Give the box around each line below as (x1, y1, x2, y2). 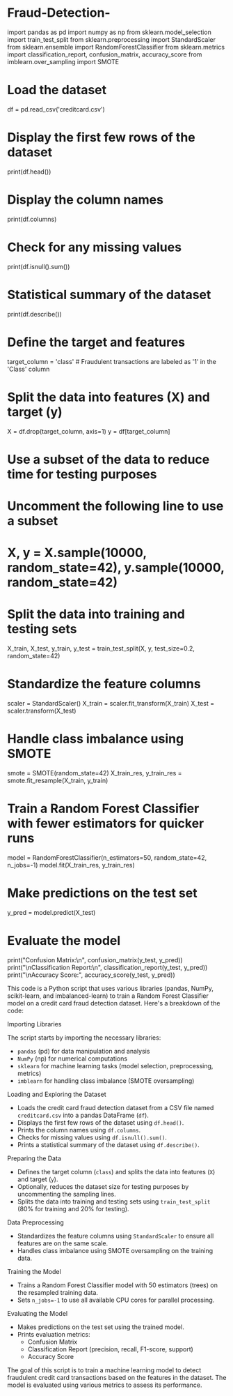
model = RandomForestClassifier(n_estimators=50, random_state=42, (7, 853, 207, 862)
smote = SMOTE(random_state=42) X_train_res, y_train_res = (7, 768, 182, 777)
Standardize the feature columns (7, 676, 201, 692)
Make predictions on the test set (7, 886, 198, 901)
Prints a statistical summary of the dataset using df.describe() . (17, 1140, 200, 1148)
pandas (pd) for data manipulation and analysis (17, 1047, 150, 1055)
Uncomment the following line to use (7, 498, 224, 514)
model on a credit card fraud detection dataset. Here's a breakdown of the (7, 999, 220, 1007)
